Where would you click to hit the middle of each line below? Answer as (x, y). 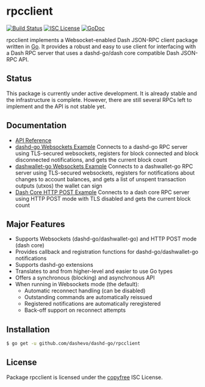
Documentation (37, 125)
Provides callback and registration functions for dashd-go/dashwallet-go (106, 252)
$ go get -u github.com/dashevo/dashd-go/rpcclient (73, 344)
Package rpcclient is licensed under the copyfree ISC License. (85, 377)
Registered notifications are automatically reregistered (92, 304)
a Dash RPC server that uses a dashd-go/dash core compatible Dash (93, 52)
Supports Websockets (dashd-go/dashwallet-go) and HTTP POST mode (106, 239)
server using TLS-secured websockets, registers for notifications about (105, 173)
